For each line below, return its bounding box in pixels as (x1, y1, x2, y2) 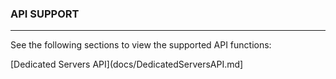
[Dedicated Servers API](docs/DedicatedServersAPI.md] (10, 58, 244, 71)
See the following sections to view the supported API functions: (10, 39, 272, 51)
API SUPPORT (10, 7, 80, 21)
